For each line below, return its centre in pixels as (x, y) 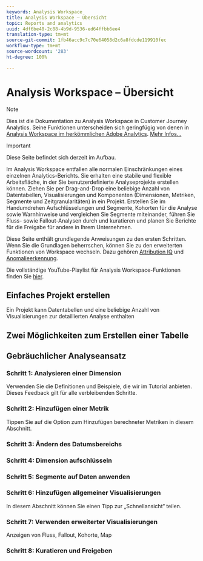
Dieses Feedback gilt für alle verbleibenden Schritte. (72, 393)
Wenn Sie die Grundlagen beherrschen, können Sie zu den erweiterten (95, 245)
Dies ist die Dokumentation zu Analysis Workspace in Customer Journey (97, 121)
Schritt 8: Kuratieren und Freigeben (59, 551)
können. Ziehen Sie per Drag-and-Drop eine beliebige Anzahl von (88, 188)
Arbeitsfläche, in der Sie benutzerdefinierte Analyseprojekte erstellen (92, 182)
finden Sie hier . (25, 276)
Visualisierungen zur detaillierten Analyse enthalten (70, 317)
